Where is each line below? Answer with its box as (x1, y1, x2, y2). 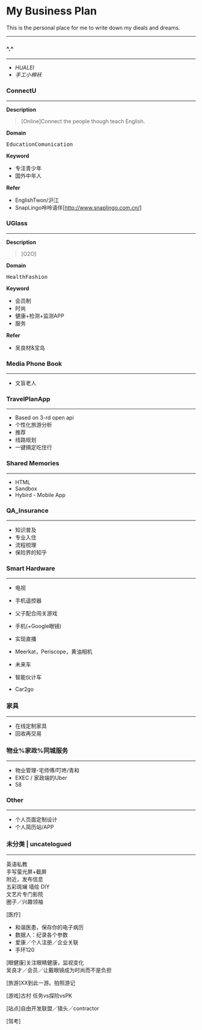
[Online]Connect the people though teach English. (20, 117, 145, 124)
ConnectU (6, 87, 37, 95)
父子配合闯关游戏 (14, 610, 58, 617)
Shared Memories (6, 459, 60, 468)
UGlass (6, 219, 28, 228)
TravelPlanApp (6, 395, 50, 403)
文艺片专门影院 (6, 891, 43, 898)
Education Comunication (6, 141, 73, 148)
